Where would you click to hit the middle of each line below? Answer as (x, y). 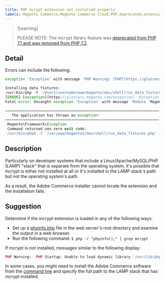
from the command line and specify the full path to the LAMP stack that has (82, 271)
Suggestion (23, 207)
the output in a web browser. (41, 233)
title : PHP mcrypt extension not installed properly (60, 10)
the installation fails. (25, 191)
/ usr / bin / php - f (22, 93)
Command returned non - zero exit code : (47, 129)
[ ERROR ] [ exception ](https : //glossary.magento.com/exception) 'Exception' (83, 97)
